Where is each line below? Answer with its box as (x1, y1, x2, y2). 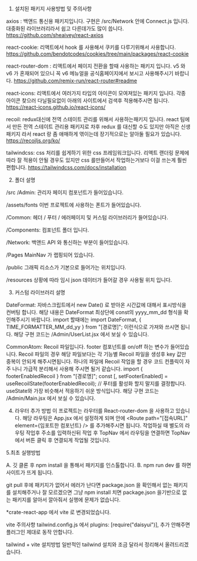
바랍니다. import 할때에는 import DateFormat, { (31, 316, 142, 323)
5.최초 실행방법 (6, 449, 41, 456)
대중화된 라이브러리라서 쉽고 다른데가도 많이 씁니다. (6, 25, 124, 32)
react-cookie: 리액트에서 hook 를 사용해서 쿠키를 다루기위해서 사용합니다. (6, 44, 176, 51)
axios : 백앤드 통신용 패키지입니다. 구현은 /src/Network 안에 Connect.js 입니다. (6, 18, 189, 25)
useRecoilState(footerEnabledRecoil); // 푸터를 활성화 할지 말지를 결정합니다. (6, 380, 186, 387)
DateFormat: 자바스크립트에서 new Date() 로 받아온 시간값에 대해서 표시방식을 (6, 302, 186, 308)
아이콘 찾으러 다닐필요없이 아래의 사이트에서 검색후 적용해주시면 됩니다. (6, 97, 169, 104)
